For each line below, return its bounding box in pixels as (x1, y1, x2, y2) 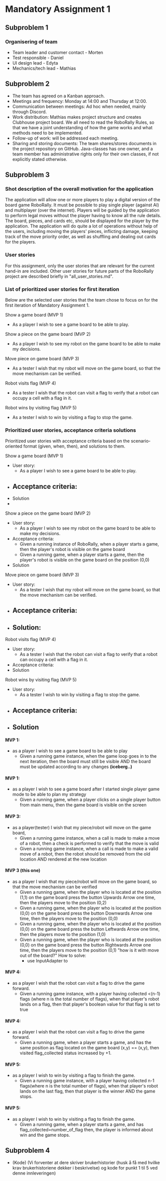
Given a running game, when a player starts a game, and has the (19, 1039, 152, 1045)
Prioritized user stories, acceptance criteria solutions (5, 426, 136, 433)
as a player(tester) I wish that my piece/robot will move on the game (12, 824, 152, 830)
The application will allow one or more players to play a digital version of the (5, 197, 161, 203)
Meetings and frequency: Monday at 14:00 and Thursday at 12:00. (12, 98, 147, 104)
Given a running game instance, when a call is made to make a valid (19, 846, 159, 852)
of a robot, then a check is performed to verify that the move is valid (19, 840, 159, 846)
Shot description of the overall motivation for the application (5, 185, 154, 192)
